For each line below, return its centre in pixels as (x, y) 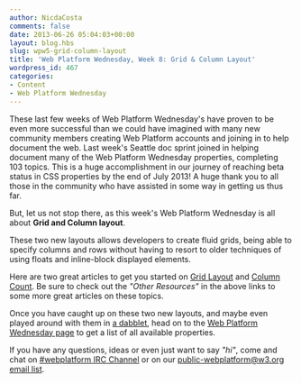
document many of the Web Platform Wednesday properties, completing (144, 157)
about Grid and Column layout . (68, 223)
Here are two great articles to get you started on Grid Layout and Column (145, 277)
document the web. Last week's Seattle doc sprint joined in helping (134, 147)
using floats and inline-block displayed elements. (100, 259)
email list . (27, 369)
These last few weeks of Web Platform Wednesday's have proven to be (142, 119)
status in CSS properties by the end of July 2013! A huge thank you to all (144, 176)
